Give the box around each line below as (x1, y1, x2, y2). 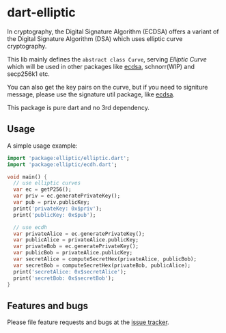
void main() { (7, 173, 48, 181)
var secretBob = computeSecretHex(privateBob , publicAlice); (13, 262, 191, 269)
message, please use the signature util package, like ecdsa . (7, 90, 175, 98)
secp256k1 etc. (7, 70, 50, 78)
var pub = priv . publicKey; (13, 199, 90, 206)
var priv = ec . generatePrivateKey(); (13, 193, 121, 200)
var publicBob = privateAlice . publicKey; (13, 250, 133, 256)
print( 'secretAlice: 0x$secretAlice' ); (13, 268, 127, 275)
